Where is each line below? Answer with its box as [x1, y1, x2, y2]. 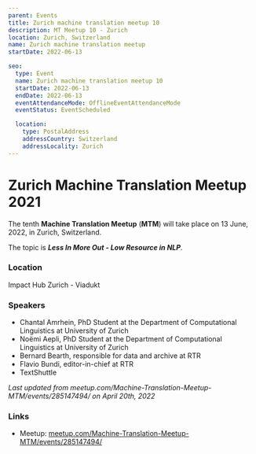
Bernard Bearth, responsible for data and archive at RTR [19, 351, 202, 360]
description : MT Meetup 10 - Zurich [8, 26, 128, 34]
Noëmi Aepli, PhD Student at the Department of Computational [19, 334, 222, 344]
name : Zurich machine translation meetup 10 [15, 76, 163, 85]
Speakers [8, 300, 46, 311]
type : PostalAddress [22, 127, 90, 136]
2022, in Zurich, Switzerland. [8, 227, 102, 237]
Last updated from [8, 383, 69, 393]
